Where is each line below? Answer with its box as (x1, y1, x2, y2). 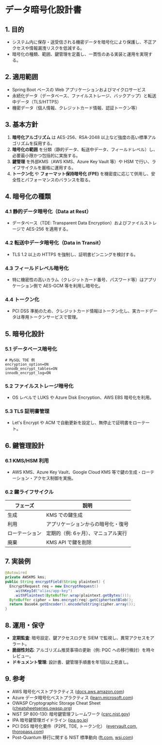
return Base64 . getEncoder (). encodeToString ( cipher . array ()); (9, 602, 136, 607)
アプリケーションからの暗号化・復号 (46, 521, 129, 527)
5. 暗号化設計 (5, 330, 45, 338)
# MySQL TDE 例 (5, 357, 35, 362)
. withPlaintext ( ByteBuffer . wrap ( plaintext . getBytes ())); (14, 593, 131, 598)
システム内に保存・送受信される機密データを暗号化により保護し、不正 (12, 39, 153, 45)
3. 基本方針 (5, 120, 38, 129)
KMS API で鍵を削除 (46, 539, 92, 546)
